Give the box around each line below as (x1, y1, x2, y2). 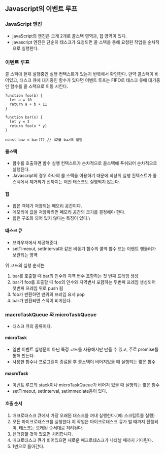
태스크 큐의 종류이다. (12, 323, 52, 329)
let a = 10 (9, 97, 32, 102)
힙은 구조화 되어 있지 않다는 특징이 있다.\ (12, 215, 90, 221)
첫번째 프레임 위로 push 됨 (12, 285, 63, 291)
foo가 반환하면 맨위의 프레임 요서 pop (12, 291, 85, 297)
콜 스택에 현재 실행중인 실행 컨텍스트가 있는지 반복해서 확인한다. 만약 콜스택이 (5, 71, 154, 77)
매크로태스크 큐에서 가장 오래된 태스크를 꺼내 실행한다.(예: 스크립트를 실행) (12, 412, 155, 418)
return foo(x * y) (9, 123, 48, 128)
